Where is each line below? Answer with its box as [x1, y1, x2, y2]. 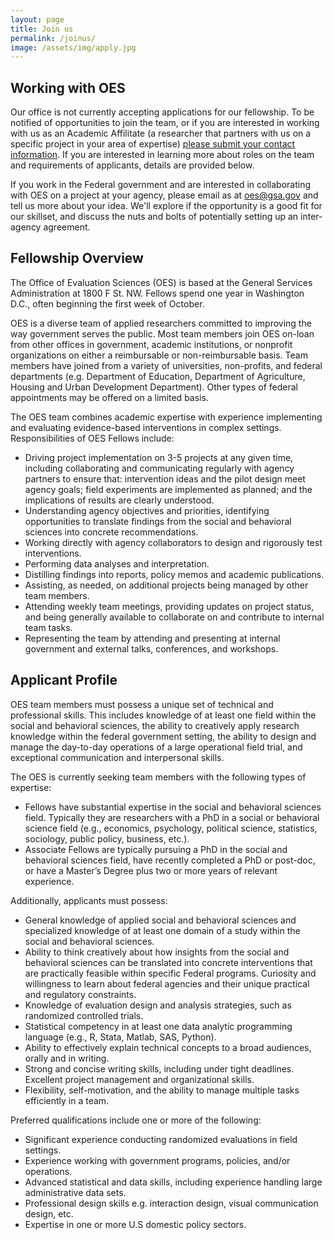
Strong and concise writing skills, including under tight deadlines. [24, 1062, 295, 1075]
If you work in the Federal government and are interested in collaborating [10, 179, 312, 191]
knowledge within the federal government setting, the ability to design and [10, 730, 317, 742]
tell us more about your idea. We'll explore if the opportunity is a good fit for [10, 200, 323, 212]
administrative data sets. [24, 1186, 127, 1198]
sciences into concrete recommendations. [24, 526, 199, 538]
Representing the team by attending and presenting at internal [24, 632, 281, 644]
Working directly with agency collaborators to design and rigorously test [24, 536, 323, 548]
